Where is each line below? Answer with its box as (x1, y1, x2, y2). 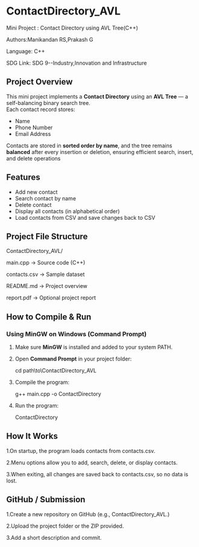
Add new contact (14, 188, 58, 196)
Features (6, 172, 40, 182)
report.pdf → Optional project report (6, 294, 96, 301)
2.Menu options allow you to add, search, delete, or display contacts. (6, 459, 178, 466)
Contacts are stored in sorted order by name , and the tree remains (6, 142, 172, 149)
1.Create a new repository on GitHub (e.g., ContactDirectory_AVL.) (6, 510, 170, 517)
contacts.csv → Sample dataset (6, 270, 85, 278)
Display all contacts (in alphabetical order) (14, 207, 120, 215)
